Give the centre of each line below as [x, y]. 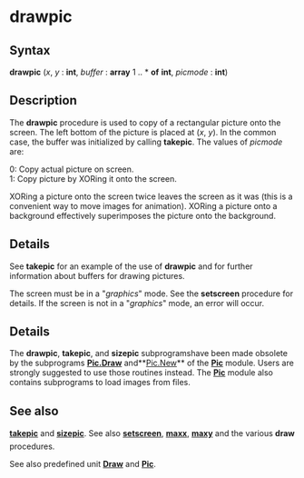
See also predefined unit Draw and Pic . [83, 464]
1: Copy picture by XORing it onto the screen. [93, 178]
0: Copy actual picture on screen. [72, 169]
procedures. [32, 446]
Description [43, 100]
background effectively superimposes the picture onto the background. [143, 215]
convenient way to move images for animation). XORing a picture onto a [143, 205]
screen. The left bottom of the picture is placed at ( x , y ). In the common [143, 132]
